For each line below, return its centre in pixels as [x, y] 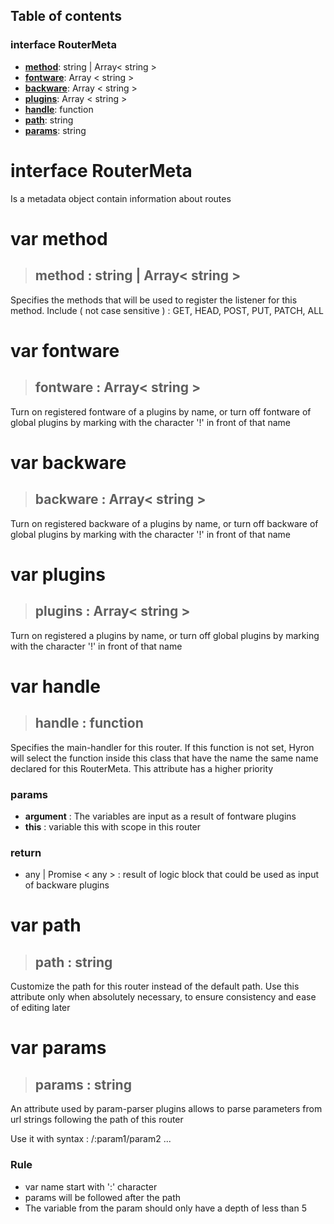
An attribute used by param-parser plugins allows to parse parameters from [166, 1109]
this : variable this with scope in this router [113, 826]
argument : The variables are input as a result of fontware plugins [160, 816]
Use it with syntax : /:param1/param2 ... [91, 1139]
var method [59, 238]
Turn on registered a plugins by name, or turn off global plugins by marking [165, 635]
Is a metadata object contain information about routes [121, 198]
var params [58, 1048]
